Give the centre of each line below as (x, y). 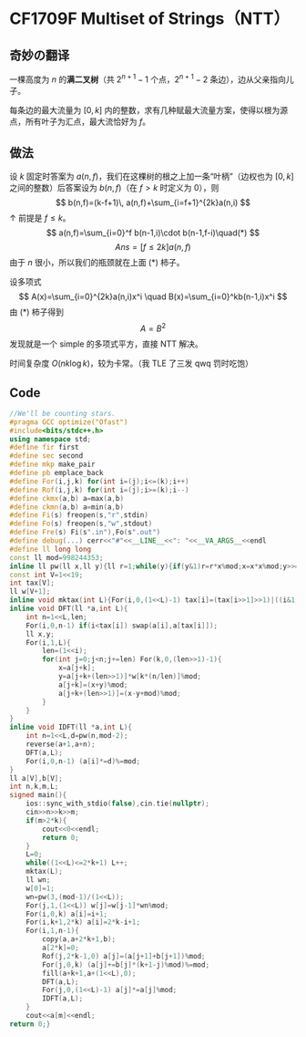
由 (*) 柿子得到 (37, 312)
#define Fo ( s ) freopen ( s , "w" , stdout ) (81, 524)
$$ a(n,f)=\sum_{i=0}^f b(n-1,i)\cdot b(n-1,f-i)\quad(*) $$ (153, 233)
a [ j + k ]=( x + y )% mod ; (93, 685)
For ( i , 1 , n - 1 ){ (52, 931)
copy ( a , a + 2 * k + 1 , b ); (79, 939)
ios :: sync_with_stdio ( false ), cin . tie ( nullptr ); (117, 804)
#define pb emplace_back (56, 473)
